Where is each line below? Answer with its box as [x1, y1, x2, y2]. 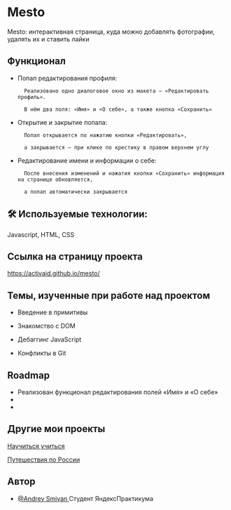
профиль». [17, 93, 47, 100]
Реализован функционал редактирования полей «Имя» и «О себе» [17, 388, 218, 396]
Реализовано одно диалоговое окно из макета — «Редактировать [24, 87, 209, 95]
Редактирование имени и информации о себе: [17, 156, 157, 165]
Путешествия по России [7, 455, 80, 464]
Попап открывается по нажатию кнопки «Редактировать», [24, 131, 188, 139]
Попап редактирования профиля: [17, 74, 118, 82]
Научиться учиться [7, 441, 65, 450]
